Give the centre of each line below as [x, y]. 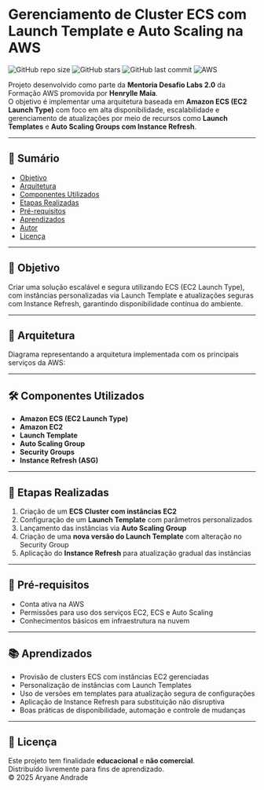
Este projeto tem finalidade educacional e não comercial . [101, 761]
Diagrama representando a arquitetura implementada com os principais [124, 354]
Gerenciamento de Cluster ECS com [128, 15]
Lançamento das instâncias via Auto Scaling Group [103, 528]
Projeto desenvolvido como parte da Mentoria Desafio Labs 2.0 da [117, 85]
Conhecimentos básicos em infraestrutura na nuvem [104, 620]
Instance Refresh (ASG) [59, 460]
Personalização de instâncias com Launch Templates [106, 685]
